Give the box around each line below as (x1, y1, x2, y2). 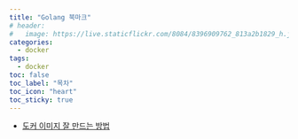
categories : (9, 37, 53, 47)
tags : (9, 54, 29, 63)
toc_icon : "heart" (9, 87, 77, 96)
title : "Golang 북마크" (9, 12, 91, 22)
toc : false (9, 71, 50, 80)
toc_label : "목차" (9, 79, 74, 88)
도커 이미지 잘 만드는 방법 (21, 120, 111, 131)
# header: (9, 21, 46, 30)
